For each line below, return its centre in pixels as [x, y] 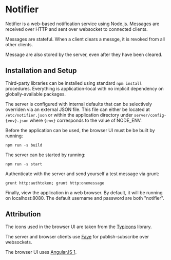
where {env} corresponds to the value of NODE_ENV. [86, 120]
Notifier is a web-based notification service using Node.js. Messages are [82, 24]
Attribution [23, 214]
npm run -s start [24, 164]
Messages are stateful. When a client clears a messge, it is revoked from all [85, 39]
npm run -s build [24, 145]
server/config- [150, 115]
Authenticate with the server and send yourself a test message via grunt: [82, 174]
